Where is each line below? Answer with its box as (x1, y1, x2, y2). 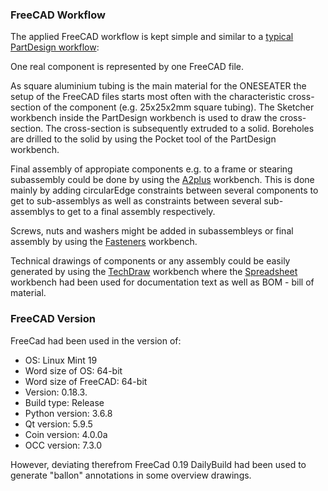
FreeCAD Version (10, 312, 97, 326)
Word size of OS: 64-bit (24, 364, 123, 377)
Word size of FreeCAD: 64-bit (24, 375, 148, 387)
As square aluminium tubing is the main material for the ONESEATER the (10, 80, 307, 92)
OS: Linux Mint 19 (24, 354, 98, 366)
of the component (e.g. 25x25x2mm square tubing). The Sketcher (43, 101, 315, 113)
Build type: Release (24, 396, 105, 408)
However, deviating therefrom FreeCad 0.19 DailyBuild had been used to (10, 458, 307, 470)
